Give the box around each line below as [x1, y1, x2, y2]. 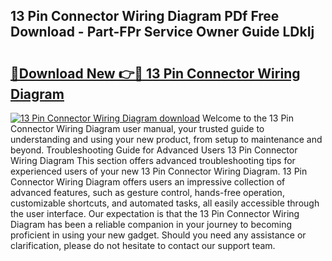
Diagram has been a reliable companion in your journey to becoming [10, 219, 293, 230]
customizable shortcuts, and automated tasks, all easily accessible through [10, 197, 320, 209]
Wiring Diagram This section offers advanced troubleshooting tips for [10, 155, 296, 166]
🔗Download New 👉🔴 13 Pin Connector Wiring [10, 65, 301, 82]
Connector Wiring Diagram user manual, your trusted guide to [10, 123, 265, 134]
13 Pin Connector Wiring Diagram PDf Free [10, 8, 280, 25]
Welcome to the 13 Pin [201, 112, 294, 124]
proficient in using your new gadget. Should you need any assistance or [10, 229, 307, 241]
